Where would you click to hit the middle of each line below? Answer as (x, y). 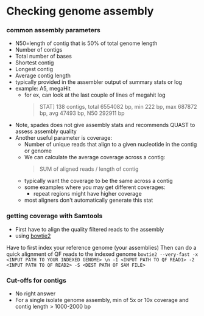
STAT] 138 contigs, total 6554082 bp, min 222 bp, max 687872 (118, 107)
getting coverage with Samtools (55, 216)
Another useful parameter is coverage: (64, 138)
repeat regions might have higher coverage (87, 194)
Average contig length (43, 76)
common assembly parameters (53, 30)
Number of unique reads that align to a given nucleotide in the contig (111, 145)
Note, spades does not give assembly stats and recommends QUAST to (105, 125)
